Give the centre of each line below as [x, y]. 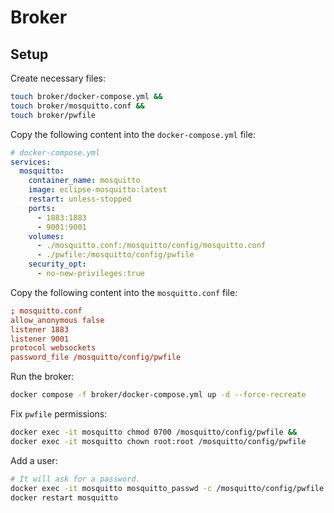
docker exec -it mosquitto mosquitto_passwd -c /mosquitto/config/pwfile [167, 488]
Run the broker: [42, 377]
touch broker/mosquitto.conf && [77, 106]
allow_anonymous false [57, 320]
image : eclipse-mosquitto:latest [98, 190]
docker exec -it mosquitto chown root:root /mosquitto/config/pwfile [158, 441]
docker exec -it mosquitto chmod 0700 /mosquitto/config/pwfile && [154, 432]
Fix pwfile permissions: [59, 414]
